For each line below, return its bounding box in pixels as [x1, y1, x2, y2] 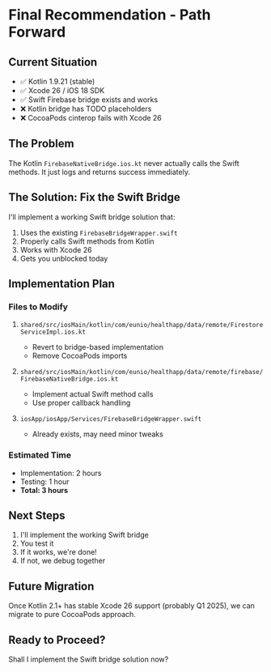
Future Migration [8, 579, 95, 593]
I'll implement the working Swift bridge [19, 530, 150, 540]
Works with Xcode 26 [19, 245, 92, 254]
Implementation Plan [8, 277, 116, 291]
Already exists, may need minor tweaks [32, 429, 163, 439]
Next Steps [8, 508, 66, 522]
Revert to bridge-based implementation [32, 342, 164, 352]
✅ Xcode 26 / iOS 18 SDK [19, 86, 105, 95]
